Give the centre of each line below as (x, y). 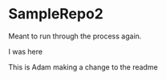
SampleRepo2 (56, 14)
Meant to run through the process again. (75, 36)
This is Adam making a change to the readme (83, 67)
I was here (25, 51)
